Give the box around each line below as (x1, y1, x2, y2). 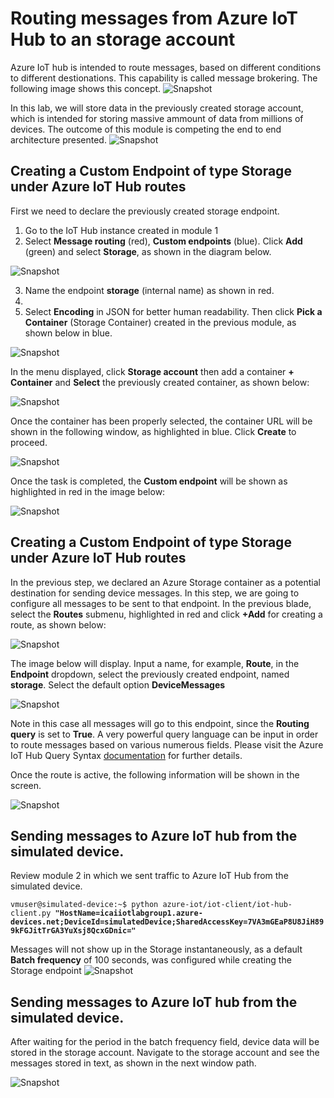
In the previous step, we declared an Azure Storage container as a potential (10, 576, 321, 588)
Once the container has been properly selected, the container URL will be (10, 415, 313, 427)
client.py (10, 908, 52, 919)
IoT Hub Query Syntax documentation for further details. (10, 749, 243, 761)
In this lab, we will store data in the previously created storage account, (10, 102, 304, 114)
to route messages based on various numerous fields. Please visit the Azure (10, 738, 324, 751)
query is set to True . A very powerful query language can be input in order (10, 728, 319, 740)
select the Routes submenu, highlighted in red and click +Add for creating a (10, 608, 323, 620)
